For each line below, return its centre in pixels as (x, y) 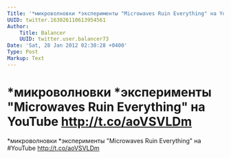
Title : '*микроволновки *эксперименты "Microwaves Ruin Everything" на (112, 13)
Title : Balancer (43, 33)
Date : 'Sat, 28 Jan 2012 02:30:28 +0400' (67, 45)
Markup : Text (26, 59)
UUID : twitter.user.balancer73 (64, 39)
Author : (18, 26)
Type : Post (23, 52)
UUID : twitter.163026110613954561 (57, 20)
